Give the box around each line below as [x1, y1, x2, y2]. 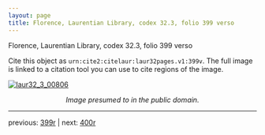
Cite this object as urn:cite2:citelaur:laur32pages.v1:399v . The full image [8, 56, 253, 66]
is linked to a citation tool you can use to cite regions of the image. [8, 64, 224, 73]
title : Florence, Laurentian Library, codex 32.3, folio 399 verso [8, 19, 235, 27]
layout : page [8, 11, 51, 20]
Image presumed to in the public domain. [65, 95, 200, 104]
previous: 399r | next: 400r [8, 118, 96, 127]
